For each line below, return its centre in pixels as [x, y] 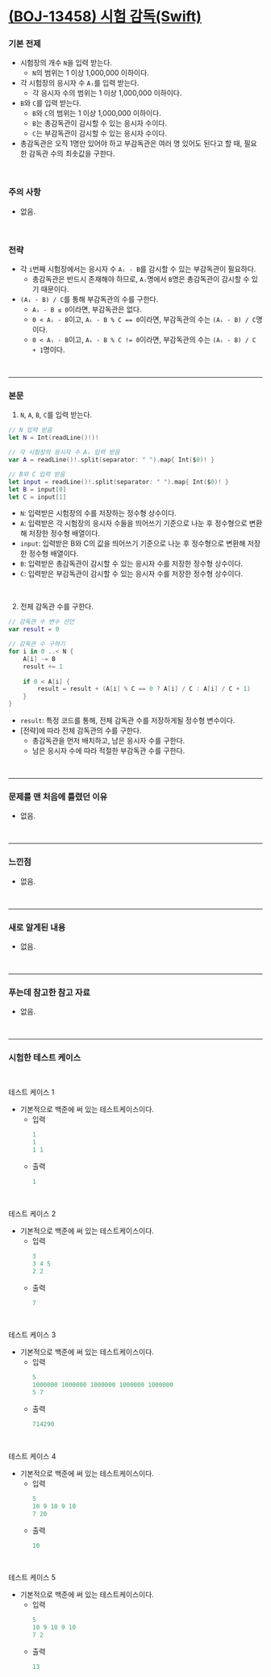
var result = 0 [34, 629]
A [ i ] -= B [40, 659]
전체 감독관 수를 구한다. [57, 607]
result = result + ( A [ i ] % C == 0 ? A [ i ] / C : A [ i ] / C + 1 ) [144, 689]
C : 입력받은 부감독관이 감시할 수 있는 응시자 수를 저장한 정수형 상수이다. [131, 574]
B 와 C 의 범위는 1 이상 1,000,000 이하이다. [96, 113]
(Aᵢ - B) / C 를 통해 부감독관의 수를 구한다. [89, 299]
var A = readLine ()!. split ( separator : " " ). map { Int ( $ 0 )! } [112, 460]
